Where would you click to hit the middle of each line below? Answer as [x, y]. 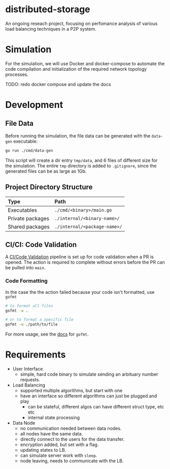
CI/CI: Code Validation [41, 245]
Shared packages [29, 227]
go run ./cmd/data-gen [29, 150]
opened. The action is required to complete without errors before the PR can [85, 262]
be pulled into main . [25, 268]
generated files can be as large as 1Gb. [46, 171]
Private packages [29, 218]
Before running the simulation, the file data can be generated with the [78, 135]
